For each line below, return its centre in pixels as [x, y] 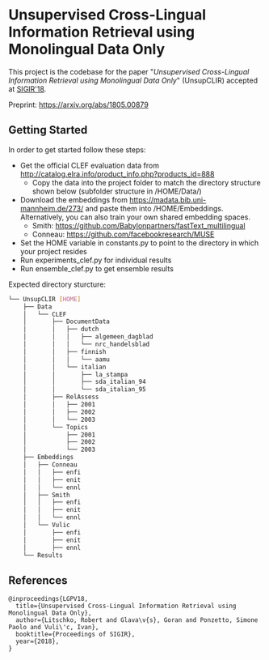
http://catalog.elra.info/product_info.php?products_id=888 [117, 174]
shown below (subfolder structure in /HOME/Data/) [117, 191]
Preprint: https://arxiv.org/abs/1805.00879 [79, 104]
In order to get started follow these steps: [77, 149]
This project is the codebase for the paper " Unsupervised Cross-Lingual [129, 71]
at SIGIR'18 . [27, 89]
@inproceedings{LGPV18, [48, 599]
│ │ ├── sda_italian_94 [85, 382]
